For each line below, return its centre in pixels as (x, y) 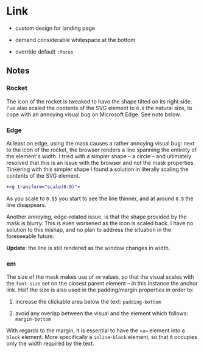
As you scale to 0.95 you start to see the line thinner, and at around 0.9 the (100, 198)
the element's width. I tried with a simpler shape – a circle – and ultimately (99, 156)
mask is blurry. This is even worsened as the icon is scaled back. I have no (100, 223)
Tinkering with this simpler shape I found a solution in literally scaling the (97, 169)
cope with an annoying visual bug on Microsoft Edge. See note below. (94, 114)
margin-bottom (33, 320)
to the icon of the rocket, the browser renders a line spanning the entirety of (101, 150)
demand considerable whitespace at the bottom (75, 40)
